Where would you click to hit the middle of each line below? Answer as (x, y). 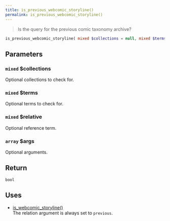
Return (16, 168)
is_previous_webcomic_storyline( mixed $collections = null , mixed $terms (86, 39)
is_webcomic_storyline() (38, 207)
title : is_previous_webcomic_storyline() (50, 10)
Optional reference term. (31, 128)
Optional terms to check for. (34, 104)
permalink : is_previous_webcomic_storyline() (54, 15)
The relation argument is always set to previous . (62, 213)
